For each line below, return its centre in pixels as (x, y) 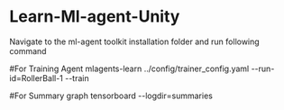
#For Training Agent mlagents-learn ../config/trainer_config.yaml (129, 69)
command (28, 50)
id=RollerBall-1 (36, 78)
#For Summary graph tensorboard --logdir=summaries (111, 96)
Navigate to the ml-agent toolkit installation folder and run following (134, 41)
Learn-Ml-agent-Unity (95, 17)
